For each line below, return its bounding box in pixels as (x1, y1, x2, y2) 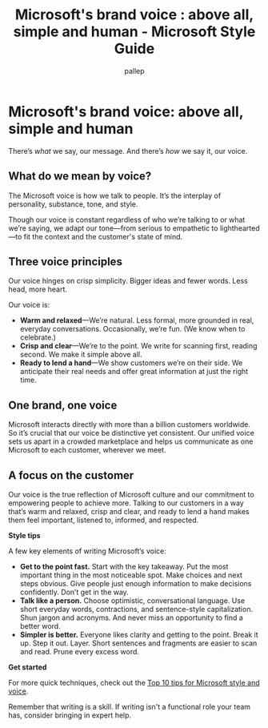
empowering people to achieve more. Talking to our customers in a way (8, 498, 244, 508)
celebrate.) (19, 332, 56, 342)
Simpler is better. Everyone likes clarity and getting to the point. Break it (19, 629, 258, 639)
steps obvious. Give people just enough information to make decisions (19, 578, 252, 588)
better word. (19, 621, 62, 630)
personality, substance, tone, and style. (8, 199, 138, 209)
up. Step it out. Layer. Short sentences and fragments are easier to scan (19, 638, 258, 648)
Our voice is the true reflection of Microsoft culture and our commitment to (8, 489, 254, 499)
